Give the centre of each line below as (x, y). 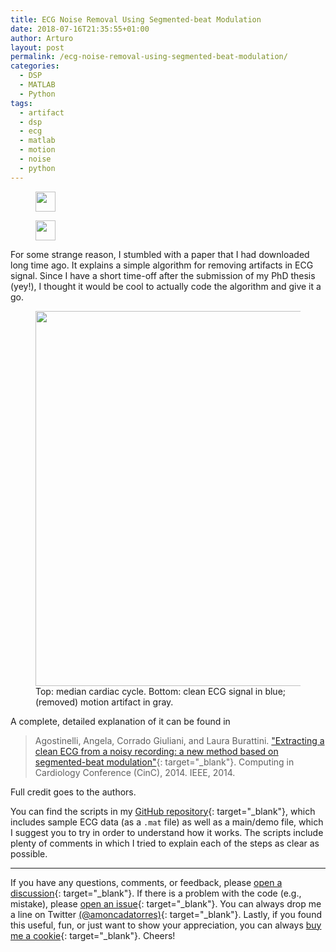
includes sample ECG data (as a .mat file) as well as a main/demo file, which (167, 822)
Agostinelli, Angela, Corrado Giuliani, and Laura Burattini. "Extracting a (179, 740)
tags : (21, 103)
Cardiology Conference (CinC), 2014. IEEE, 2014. (135, 772)
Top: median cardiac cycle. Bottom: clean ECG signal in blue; (161, 691)
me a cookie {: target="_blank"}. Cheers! (93, 935)
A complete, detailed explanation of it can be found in (120, 721)
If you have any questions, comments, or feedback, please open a (146, 882)
